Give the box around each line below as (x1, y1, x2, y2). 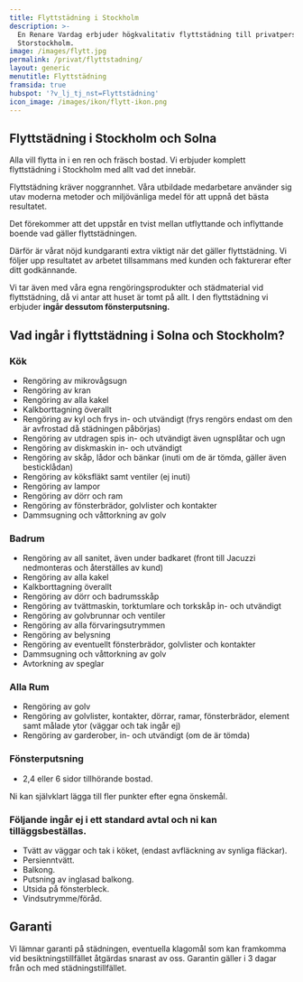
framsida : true (9, 80, 67, 89)
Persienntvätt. (22, 855, 75, 865)
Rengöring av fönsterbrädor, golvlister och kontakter (22, 500, 218, 510)
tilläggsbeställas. (9, 824, 87, 837)
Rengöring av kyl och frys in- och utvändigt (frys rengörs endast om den (22, 413, 293, 425)
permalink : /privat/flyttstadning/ (9, 55, 143, 64)
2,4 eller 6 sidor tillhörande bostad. (22, 773, 153, 784)
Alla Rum (9, 681, 50, 694)
